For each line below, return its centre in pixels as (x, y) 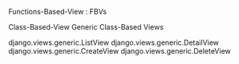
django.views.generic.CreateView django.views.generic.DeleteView (119, 51)
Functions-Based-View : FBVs (57, 12)
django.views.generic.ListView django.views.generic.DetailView (113, 42)
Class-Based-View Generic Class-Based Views (86, 27)
